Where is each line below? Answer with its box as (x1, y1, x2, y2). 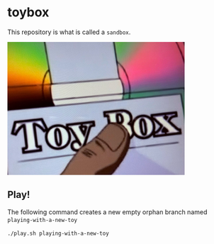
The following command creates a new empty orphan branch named (7, 207, 208, 216)
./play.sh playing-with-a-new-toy (7, 230, 110, 237)
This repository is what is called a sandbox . (7, 28, 131, 36)
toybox (7, 4, 50, 21)
